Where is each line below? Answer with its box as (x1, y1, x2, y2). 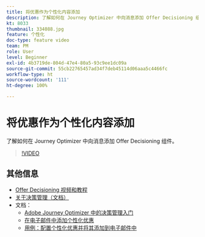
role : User (6, 49, 34, 55)
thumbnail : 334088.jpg (6, 26, 64, 32)
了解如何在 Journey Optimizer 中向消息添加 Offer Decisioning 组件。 (6, 137, 178, 144)
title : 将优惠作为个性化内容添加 (6, 9, 81, 15)
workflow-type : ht (6, 71, 53, 77)
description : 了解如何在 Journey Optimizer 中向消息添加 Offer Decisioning (6, 15, 193, 21)
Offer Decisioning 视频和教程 (15, 186, 88, 193)
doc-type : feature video (6, 37, 70, 43)
